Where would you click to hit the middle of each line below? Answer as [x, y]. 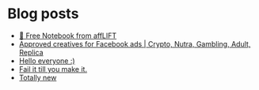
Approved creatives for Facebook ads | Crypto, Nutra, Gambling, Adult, [135, 43]
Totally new [38, 77]
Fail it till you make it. [53, 69]
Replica [31, 52]
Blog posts [43, 14]
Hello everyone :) [47, 61]
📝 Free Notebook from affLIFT [68, 36]
